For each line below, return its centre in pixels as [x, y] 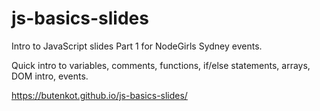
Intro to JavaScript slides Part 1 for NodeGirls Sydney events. [137, 46]
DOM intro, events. [50, 76]
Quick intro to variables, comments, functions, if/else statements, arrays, [161, 65]
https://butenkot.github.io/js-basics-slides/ [99, 95]
